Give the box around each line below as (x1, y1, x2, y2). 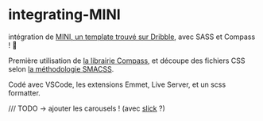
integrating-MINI (8, 6, 121, 24)
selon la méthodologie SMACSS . (8, 64, 114, 73)
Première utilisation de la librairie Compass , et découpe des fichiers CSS (8, 56, 246, 65)
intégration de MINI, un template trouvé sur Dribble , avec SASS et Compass (8, 32, 256, 41)
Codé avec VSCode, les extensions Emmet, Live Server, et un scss (8, 80, 226, 89)
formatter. (8, 88, 41, 97)
